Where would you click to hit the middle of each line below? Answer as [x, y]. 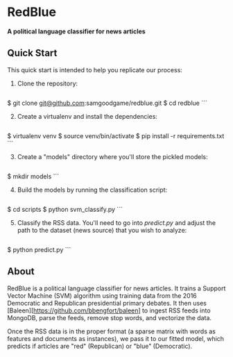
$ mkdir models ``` [33, 176]
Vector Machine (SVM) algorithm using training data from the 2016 [102, 295]
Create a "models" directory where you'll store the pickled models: [112, 156]
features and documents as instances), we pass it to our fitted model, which [115, 338]
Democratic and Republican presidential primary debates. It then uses [107, 303]
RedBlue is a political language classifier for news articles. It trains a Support [116, 288]
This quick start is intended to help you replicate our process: [95, 69]
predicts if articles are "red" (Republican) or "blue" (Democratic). [100, 346]
